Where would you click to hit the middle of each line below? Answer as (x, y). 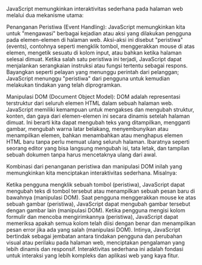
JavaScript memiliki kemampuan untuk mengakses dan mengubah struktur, (100, 109)
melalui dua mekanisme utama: (45, 15)
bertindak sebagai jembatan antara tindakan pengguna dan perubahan (95, 236)
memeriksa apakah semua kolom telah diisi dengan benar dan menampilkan (101, 223)
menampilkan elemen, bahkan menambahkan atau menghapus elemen (95, 135)
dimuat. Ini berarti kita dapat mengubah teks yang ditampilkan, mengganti (98, 122)
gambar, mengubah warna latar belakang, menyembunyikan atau (87, 129)
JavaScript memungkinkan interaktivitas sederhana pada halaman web (95, 9)
